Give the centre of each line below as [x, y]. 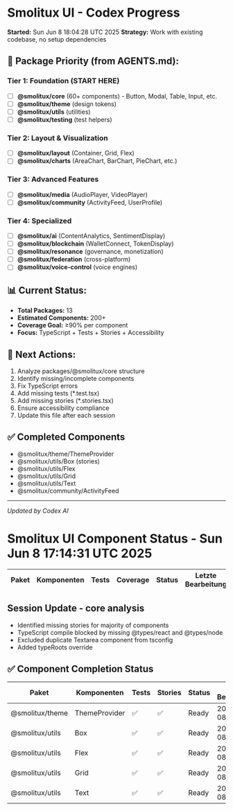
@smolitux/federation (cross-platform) [74, 259]
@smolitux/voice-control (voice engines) [77, 267]
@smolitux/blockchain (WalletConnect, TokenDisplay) [96, 244]
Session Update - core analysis [76, 608]
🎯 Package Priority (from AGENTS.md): [93, 61]
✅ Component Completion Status [80, 668]
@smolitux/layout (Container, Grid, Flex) [76, 153]
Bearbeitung [206, 584]
